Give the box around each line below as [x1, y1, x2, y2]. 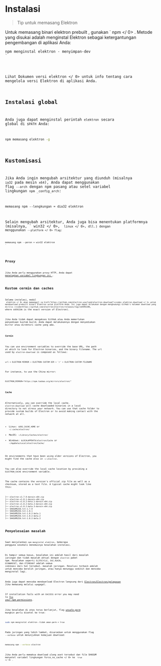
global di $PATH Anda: [5, 122, 50, 127]
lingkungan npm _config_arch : [5, 189, 62, 194]
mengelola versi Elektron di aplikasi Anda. [5, 78, 97, 83]
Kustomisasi [5, 157, 42, 164]
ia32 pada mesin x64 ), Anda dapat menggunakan [5, 180, 99, 185]
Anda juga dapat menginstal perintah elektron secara [5, 117, 115, 122]
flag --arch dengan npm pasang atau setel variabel [5, 184, 111, 189]
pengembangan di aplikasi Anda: [5, 39, 71, 45]
